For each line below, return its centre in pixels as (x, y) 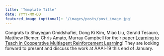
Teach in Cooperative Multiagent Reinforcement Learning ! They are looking (82, 43)
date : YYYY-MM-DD (23, 14)
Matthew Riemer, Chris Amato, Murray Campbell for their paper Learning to (82, 38)
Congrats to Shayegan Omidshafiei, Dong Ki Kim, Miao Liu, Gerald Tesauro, (82, 33)
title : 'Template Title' (31, 10)
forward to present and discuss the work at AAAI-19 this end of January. (79, 48)
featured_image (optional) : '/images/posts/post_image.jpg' (69, 19)
